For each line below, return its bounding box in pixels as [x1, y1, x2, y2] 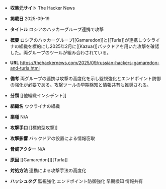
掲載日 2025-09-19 [10, 16, 50, 22]
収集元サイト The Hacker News [10, 5, 75, 11]
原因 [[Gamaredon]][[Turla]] [10, 157, 68, 163]
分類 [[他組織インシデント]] [10, 93, 67, 98]
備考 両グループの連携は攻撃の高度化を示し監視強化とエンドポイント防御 [10, 76, 161, 81]
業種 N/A [10, 114, 29, 120]
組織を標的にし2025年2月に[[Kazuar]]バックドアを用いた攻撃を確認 [19, 43, 159, 49]
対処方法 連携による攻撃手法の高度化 [10, 167, 87, 173]
